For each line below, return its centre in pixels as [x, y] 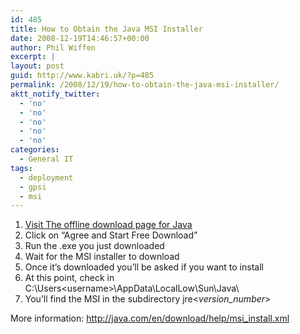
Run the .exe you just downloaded [94, 246]
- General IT [46, 159]
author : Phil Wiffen [53, 47]
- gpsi [33, 187]
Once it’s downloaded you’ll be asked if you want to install [144, 267]
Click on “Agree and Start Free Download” [111, 235]
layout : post [37, 66]
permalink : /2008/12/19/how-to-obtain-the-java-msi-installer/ [145, 85]
